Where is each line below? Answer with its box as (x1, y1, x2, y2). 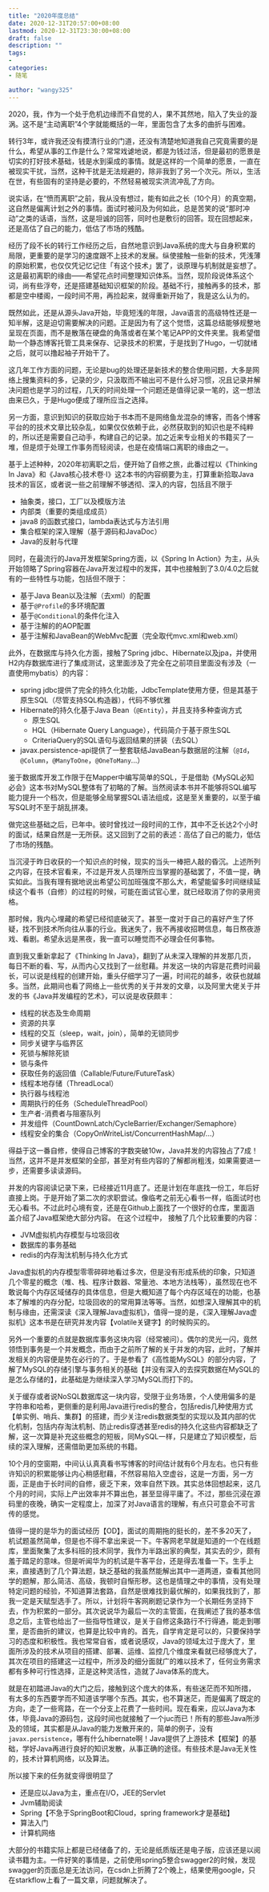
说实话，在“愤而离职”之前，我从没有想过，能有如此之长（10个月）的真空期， (8, 193, 260, 203)
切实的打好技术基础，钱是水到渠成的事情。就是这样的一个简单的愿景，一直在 (8, 156, 261, 165)
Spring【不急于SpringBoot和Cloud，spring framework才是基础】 (19, 1808, 235, 1817)
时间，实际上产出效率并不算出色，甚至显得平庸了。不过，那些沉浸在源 (29, 1488, 261, 1498)
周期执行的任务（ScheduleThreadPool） (19, 1098, 152, 1108)
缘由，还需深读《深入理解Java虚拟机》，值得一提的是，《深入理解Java (22, 1307, 251, 1316)
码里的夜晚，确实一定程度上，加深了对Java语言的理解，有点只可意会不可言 (8, 1499, 256, 1508)
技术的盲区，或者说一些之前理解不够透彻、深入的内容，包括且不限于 (8, 479, 233, 489)
